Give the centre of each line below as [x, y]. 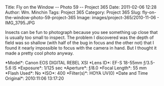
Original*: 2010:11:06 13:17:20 [35, 78]
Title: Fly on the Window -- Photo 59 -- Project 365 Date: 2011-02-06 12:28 [81, 7]
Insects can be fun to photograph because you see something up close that [82, 32]
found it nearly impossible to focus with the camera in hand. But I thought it [81, 48]
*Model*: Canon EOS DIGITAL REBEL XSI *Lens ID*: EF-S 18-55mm [74, 63]
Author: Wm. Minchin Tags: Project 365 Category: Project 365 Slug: [73, 12]
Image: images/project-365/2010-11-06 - [118, 17]
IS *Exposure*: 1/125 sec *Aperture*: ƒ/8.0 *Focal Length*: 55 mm [80, 68]
